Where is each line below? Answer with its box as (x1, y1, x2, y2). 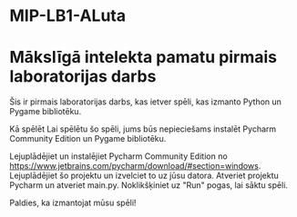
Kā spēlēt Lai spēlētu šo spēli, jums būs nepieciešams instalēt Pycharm (9, 123, 277, 134)
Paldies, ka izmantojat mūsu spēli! (9, 197, 137, 209)
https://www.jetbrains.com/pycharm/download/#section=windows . (9, 161, 261, 172)
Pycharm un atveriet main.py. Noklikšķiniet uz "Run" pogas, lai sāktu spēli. (9, 180, 289, 191)
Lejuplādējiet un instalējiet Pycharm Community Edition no (9, 151, 228, 162)
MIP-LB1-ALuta (9, 5, 126, 26)
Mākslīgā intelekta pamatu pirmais (9, 47, 278, 68)
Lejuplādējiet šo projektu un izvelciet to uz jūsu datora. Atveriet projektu (9, 170, 280, 182)
